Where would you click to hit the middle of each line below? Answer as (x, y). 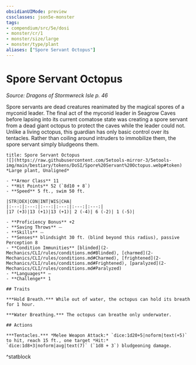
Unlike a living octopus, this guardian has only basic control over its (87, 132)
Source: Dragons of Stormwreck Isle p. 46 (57, 95)
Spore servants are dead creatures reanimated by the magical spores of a (95, 107)
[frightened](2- (141, 258)
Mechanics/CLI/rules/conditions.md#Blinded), (62, 253)
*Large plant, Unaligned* (38, 170)
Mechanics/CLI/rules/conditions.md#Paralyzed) (64, 268)
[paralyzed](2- (148, 263)
